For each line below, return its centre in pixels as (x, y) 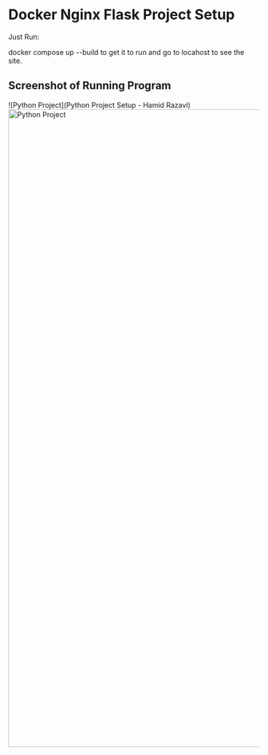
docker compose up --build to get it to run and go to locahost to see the (126, 52)
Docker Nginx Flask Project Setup (122, 15)
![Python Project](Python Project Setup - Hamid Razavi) (100, 104)
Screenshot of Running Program (90, 86)
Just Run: (24, 37)
